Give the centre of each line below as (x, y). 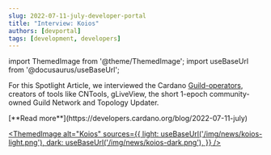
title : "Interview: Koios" (54, 23)
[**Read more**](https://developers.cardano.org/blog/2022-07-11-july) (128, 119)
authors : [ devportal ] (45, 31)
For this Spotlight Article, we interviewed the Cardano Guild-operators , (126, 86)
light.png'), (27, 143)
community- (229, 94)
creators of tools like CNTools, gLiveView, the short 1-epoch (108, 94)
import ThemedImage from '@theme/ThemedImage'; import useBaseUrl (129, 61)
